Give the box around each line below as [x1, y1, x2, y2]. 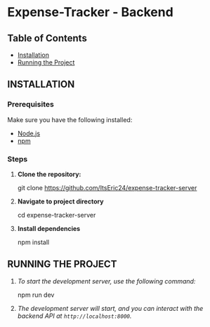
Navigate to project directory [17, 197, 104, 206]
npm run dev [17, 291, 55, 299]
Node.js [17, 129, 41, 138]
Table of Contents [7, 32, 88, 44]
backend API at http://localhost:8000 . [17, 312, 132, 320]
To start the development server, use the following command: [17, 276, 196, 285]
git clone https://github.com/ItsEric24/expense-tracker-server [17, 183, 197, 192]
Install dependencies [17, 224, 81, 232]
